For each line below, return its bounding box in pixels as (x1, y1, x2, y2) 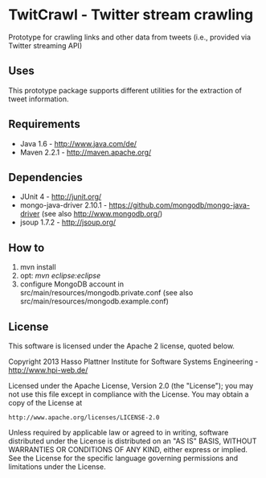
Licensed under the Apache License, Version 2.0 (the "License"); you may (8, 381, 254, 390)
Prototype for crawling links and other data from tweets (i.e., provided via (8, 32, 252, 42)
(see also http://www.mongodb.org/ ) (41, 209, 163, 219)
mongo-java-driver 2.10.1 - (19, 200, 108, 210)
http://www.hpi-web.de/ (8, 365, 88, 375)
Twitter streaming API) (8, 40, 83, 50)
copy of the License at (8, 398, 83, 407)
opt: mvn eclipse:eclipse (19, 271, 101, 281)
